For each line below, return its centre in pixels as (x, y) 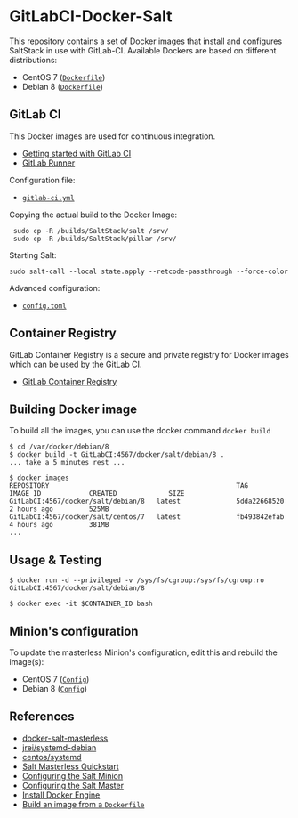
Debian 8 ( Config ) (54, 688)
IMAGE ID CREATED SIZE (97, 494)
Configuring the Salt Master (73, 785)
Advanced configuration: (55, 288)
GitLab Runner (48, 163)
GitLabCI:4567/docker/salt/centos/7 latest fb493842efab (147, 517)
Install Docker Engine (61, 795)
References (42, 717)
